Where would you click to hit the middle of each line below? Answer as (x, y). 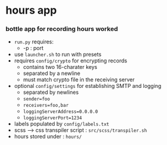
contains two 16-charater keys (60, 67)
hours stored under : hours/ (48, 137)
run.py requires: (34, 42)
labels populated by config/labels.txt (62, 124)
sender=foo (37, 99)
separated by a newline (52, 73)
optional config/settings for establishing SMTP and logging (88, 86)
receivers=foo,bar (46, 105)
